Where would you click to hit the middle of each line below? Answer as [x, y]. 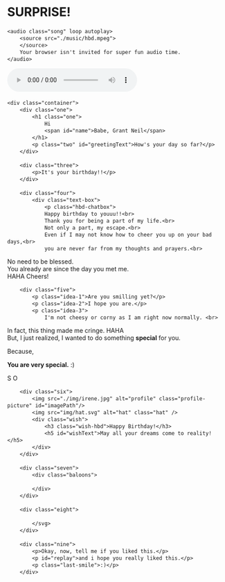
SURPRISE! [39, 12]
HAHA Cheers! [28, 276]
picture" [20, 405]
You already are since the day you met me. [68, 268]
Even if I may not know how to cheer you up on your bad [128, 234]
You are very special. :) [41, 364]
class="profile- [182, 399]
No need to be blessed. [40, 262]
